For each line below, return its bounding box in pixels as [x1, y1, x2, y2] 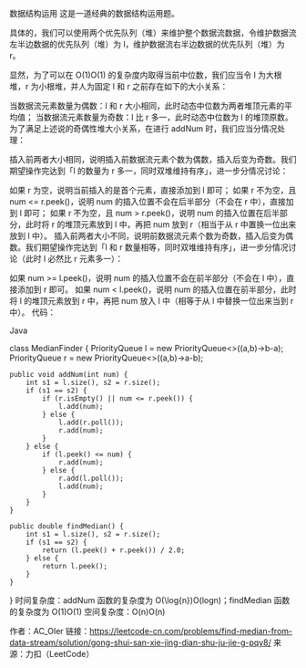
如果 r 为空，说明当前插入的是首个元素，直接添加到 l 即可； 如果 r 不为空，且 [9, 185, 297, 195]
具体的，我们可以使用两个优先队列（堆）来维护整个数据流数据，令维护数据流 [9, 27, 297, 38]
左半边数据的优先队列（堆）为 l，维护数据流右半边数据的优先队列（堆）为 [9, 39, 285, 49]
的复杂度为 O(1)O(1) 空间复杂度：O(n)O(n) [9, 606, 166, 617]
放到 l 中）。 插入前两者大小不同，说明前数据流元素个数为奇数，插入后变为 [9, 231, 286, 241]
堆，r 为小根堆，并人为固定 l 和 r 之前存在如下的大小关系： [9, 81, 229, 91]
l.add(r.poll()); [57, 418, 125, 427]
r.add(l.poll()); [57, 474, 125, 483]
